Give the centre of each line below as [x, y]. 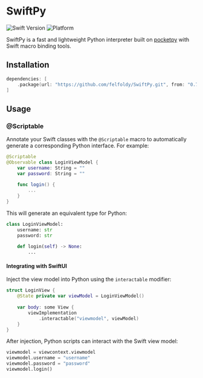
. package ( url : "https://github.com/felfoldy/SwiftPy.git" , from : [101, 85]
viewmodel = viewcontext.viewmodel [51, 352]
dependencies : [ [27, 79]
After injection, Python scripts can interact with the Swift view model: [92, 341]
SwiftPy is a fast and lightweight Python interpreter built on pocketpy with [98, 39]
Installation [28, 65]
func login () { [36, 185]
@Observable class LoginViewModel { [52, 162]
